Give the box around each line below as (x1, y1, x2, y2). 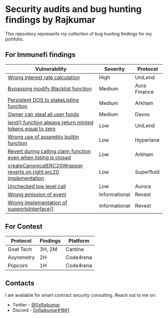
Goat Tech (7, 245, 32, 252)
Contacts (5, 279, 35, 287)
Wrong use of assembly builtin (7, 133, 79, 140)
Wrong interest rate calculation (7, 74, 80, 81)
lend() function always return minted (7, 119, 93, 126)
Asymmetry (7, 254, 35, 261)
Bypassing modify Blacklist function (7, 85, 92, 92)
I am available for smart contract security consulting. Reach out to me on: (5, 292, 156, 298)
